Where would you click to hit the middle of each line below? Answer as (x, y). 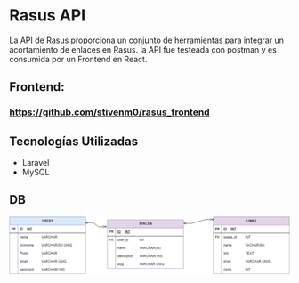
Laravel (36, 163)
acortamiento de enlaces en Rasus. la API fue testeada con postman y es (143, 49)
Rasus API (48, 16)
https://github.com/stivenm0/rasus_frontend (110, 112)
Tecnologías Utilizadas (74, 141)
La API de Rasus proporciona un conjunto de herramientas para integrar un (147, 40)
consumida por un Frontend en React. (78, 59)
